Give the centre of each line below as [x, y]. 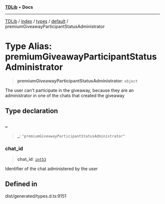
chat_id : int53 [32, 159]
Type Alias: [29, 46]
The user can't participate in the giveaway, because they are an [69, 90]
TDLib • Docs [19, 7]
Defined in [21, 184]
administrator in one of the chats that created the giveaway [65, 95]
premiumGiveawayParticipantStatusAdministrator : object [77, 81]
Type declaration [31, 111]
